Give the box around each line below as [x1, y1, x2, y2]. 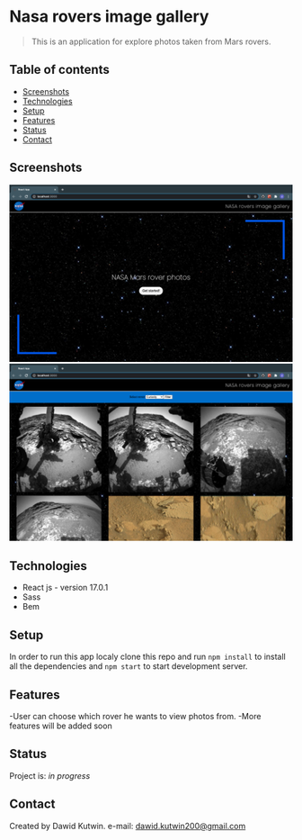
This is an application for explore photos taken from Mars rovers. [31, 36, 271, 47]
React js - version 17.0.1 [22, 583, 109, 593]
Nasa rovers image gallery [9, 6, 209, 27]
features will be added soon [9, 720, 112, 731]
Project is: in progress [9, 770, 91, 781]
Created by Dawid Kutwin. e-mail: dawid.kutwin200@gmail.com [9, 820, 246, 831]
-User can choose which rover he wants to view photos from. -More [9, 711, 262, 721]
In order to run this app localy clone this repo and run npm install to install [9, 651, 286, 663]
